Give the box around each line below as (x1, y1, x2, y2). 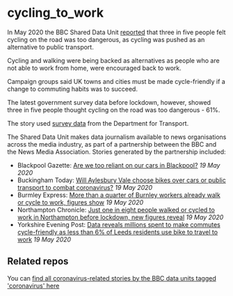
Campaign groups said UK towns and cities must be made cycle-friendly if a (7, 77, 226, 85)
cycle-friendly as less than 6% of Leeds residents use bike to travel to (17, 228, 218, 236)
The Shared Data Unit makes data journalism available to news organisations (7, 133, 227, 141)
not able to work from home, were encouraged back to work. (7, 64, 182, 72)
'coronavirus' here (7, 281, 60, 290)
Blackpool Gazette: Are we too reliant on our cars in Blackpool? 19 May (17, 161, 220, 169)
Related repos (7, 256, 69, 267)
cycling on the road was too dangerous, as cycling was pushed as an (7, 35, 205, 43)
